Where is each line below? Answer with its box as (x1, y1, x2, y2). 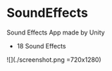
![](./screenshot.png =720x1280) (6, 55, 101, 64)
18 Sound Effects (16, 41, 66, 50)
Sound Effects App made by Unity (6, 28, 105, 37)
